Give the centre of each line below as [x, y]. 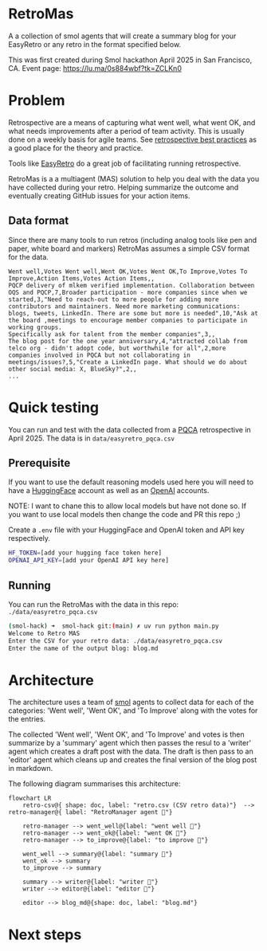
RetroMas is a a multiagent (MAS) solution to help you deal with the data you [134, 178]
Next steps [45, 935]
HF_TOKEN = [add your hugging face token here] [85, 553]
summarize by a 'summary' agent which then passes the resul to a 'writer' [130, 743]
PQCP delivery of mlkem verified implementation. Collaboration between [132, 285]
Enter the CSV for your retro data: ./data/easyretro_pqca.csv [116, 641]
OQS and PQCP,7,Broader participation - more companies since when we [128, 292]
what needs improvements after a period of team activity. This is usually [126, 131]
